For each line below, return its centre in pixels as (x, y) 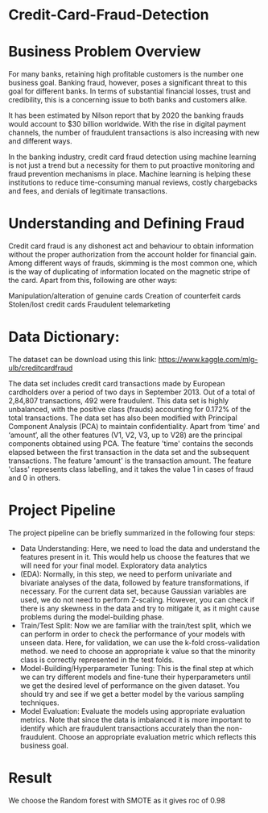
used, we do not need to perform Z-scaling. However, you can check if (137, 599)
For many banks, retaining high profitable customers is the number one (126, 74)
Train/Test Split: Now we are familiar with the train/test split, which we (136, 625)
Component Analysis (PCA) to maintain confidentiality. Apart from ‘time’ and (134, 426)
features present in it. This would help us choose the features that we (135, 557)
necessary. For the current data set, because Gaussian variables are (133, 591)
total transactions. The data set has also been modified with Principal (123, 418)
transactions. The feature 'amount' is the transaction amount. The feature (130, 461)
